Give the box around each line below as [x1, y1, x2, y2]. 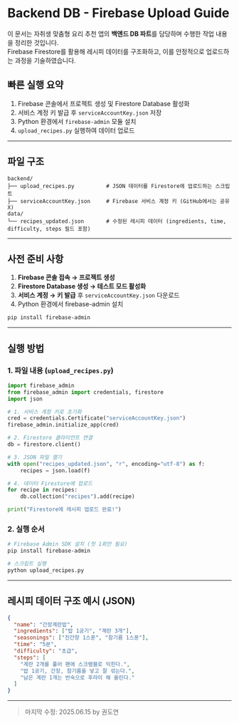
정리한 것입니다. [14, 38, 59, 47]
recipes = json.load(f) [20, 467, 91, 474]
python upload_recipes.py [7, 566, 84, 574]
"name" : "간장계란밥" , [14, 621, 73, 628]
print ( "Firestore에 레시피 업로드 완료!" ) [7, 506, 122, 514]
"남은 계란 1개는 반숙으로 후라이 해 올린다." [20, 674, 135, 681]
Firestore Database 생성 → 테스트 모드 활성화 [17, 282, 147, 291]
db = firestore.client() [7, 441, 81, 448]
